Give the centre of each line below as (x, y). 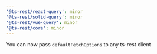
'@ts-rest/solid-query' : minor (45, 17)
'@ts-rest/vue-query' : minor (42, 22)
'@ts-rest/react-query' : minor (45, 11)
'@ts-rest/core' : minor (35, 28)
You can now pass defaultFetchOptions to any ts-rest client (78, 45)
